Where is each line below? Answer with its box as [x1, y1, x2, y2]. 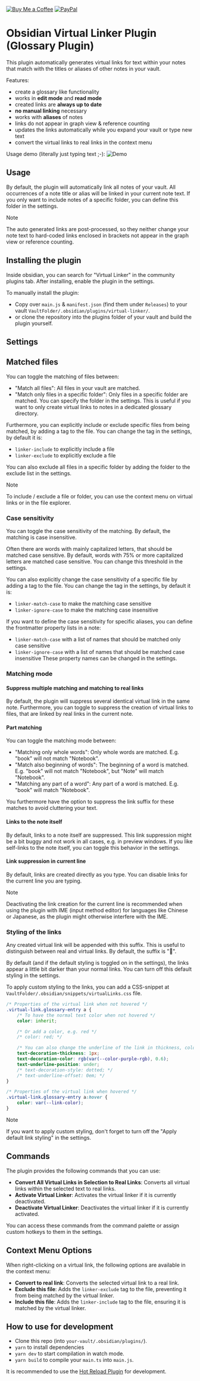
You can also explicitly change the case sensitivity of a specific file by [6, 576, 177, 583]
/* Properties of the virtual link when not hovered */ [6, 1001, 148, 1008]
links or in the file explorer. [6, 499, 71, 506]
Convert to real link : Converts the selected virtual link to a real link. [14, 1279, 180, 1286]
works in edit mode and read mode [14, 94, 102, 101]
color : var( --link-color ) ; [17, 1100, 84, 1106]
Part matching [6, 724, 42, 731]
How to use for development [6, 1321, 114, 1332]
